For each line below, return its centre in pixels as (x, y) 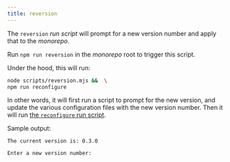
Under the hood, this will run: (49, 67)
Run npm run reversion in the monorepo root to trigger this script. (101, 54)
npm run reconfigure (37, 87)
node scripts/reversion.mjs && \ (58, 81)
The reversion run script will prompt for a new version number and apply (112, 33)
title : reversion (32, 14)
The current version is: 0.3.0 (53, 141)
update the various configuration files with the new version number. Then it (115, 108)
